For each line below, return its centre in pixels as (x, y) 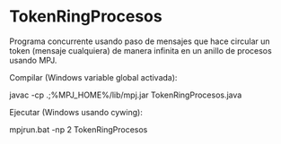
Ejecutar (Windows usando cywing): (76, 112)
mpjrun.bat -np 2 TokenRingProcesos (79, 129)
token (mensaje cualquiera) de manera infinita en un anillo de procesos (140, 50)
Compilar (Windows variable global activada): (93, 77)
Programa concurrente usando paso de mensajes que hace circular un (140, 41)
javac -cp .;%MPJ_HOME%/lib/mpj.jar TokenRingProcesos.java (126, 95)
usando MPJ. (33, 60)
